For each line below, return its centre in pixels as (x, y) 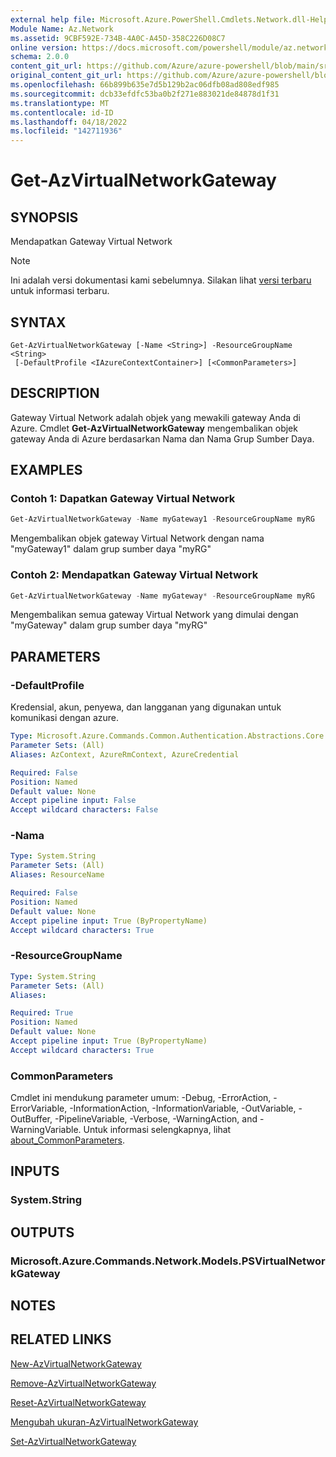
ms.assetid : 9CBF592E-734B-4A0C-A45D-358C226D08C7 (118, 38)
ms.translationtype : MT (60, 103)
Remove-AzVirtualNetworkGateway (83, 1383)
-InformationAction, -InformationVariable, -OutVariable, (183, 1108)
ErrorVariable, (39, 1108)
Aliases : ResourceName (57, 875)
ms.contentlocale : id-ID (62, 112)
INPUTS (35, 1171)
